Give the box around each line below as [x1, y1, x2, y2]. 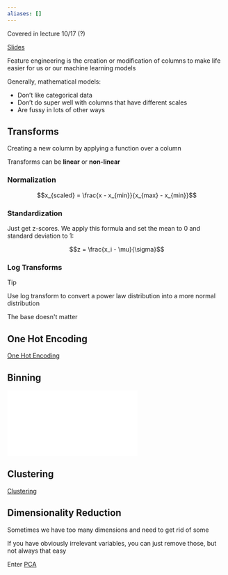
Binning [7, 371, 42, 383]
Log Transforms [7, 262, 63, 272]
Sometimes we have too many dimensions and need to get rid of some [7, 526, 209, 534]
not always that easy [7, 546, 67, 555]
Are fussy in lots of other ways [17, 105, 106, 114]
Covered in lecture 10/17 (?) [7, 29, 85, 38]
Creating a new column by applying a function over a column [7, 144, 182, 153]
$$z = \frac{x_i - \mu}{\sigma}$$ [69, 245, 165, 254]
